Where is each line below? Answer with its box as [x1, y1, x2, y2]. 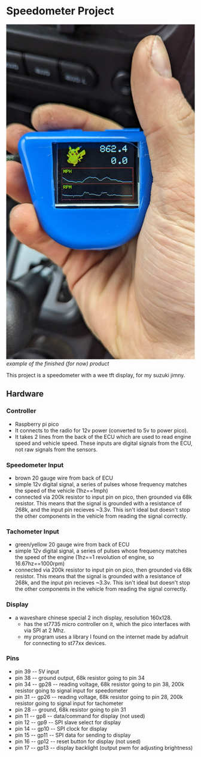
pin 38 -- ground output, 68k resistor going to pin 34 [14, 674, 145, 681]
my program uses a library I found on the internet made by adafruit [23, 633, 188, 640]
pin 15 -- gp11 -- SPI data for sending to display [14, 731, 131, 738]
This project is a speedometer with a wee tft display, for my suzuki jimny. [6, 371, 185, 378]
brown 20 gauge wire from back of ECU [14, 474, 114, 481]
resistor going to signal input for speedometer [14, 686, 128, 694]
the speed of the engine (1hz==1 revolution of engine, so [14, 554, 154, 561]
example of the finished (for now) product [6, 360, 109, 367]
